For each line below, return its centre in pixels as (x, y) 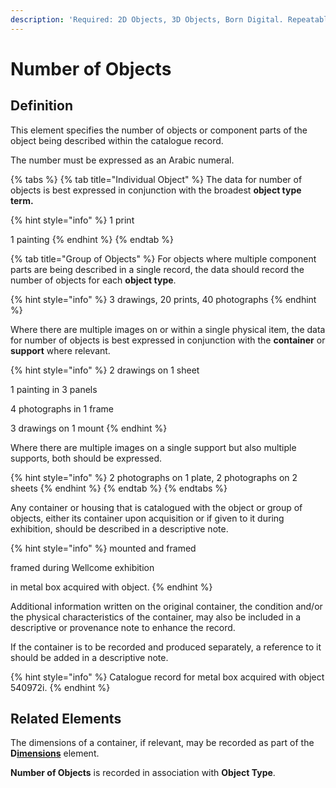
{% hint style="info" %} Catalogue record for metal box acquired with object (167, 677)
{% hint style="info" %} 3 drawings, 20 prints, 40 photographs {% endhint (163, 299)
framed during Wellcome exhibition (82, 567)
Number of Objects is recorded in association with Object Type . (143, 773)
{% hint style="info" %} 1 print (72, 220)
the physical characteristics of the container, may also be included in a (156, 617)
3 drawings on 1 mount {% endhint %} (89, 428)
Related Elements (66, 719)
